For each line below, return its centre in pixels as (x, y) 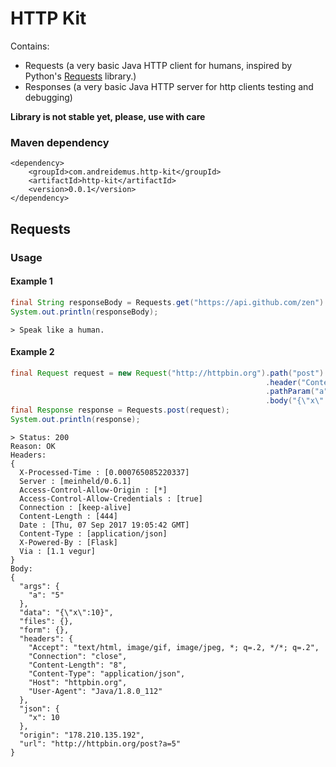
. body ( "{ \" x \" (295, 401)
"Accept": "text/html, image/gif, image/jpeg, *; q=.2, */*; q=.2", (174, 647)
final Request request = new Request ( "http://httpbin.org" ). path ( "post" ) (167, 373)
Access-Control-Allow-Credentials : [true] (111, 498)
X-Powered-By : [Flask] (68, 542)
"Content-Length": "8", (78, 665)
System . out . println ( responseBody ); (84, 312)
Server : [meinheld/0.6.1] (75, 481)
